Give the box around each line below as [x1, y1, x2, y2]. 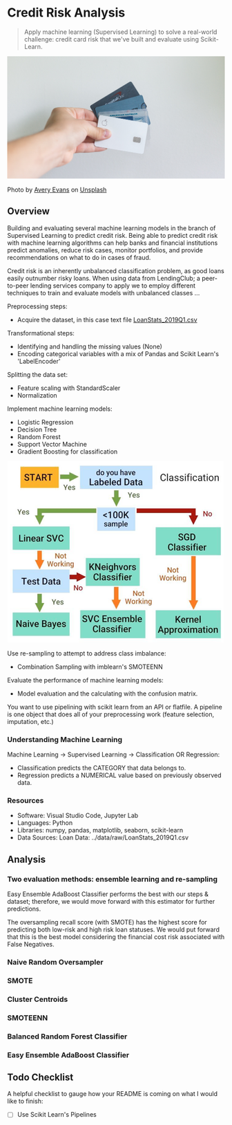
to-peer [7, 281, 29, 290]
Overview [7, 205, 50, 217]
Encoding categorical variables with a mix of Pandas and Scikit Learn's [17, 349, 220, 357]
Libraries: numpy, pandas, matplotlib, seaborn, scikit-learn [17, 826, 184, 835]
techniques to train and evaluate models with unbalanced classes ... [7, 288, 200, 297]
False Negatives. [7, 940, 55, 949]
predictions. [7, 904, 41, 913]
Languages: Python [17, 819, 73, 827]
